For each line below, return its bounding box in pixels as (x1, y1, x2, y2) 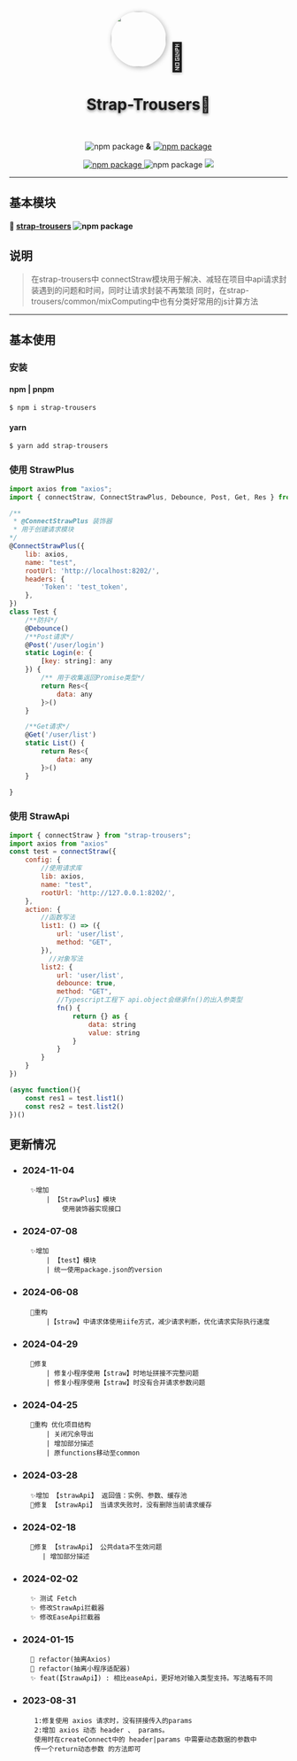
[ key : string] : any (41, 657, 113, 666)
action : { (25, 905, 62, 914)
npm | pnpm (9, 383, 55, 394)
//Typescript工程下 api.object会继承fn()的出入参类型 (56, 995, 243, 1005)
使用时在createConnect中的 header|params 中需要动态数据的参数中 (34, 1734, 257, 1744)
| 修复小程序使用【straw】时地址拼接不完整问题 (45, 1369, 199, 1378)
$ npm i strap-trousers (9, 404, 97, 413)
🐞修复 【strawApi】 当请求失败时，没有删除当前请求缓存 (30, 1500, 212, 1510)
